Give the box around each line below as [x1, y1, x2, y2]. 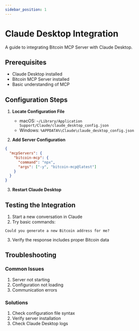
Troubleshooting [5, 251, 57, 259]
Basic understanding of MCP [12, 81, 70, 88]
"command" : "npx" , [17, 160, 55, 165]
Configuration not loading [12, 282, 64, 288]
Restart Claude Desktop [12, 187, 62, 193]
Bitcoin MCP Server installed [12, 76, 69, 82]
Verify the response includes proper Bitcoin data [12, 237, 109, 242]
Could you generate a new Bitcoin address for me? [5, 228, 110, 233]
